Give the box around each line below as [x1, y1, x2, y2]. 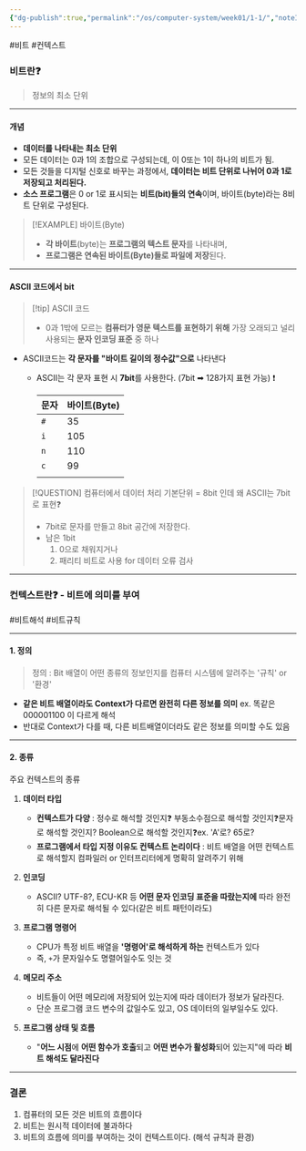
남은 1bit [45, 532, 76, 543]
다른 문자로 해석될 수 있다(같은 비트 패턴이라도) [46, 903, 212, 914]
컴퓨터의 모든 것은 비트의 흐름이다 [22, 1109, 143, 1120]
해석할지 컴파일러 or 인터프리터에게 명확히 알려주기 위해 [46, 853, 244, 864]
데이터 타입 [22, 794, 62, 805]
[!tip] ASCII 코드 [31, 303, 90, 314]
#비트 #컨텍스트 [9, 39, 66, 50]
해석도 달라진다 [45, 1053, 100, 1064]
